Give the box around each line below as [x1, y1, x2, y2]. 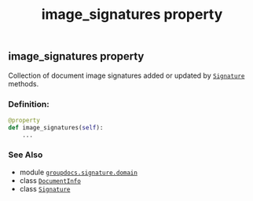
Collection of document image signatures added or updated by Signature [8, 71, 245, 80]
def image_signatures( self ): [8, 123, 104, 131]
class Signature [19, 184, 71, 193]
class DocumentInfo [19, 175, 81, 185]
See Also [8, 149, 43, 160]
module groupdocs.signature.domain [19, 167, 137, 177]
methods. [8, 79, 39, 88]
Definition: [8, 98, 49, 109]
